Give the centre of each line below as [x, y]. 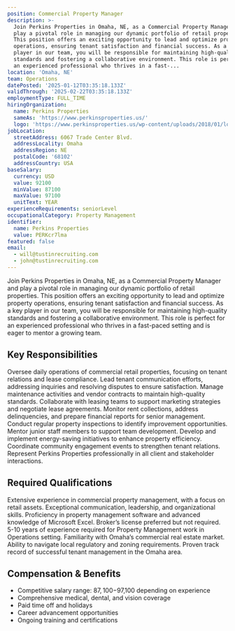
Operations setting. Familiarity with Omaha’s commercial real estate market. [116, 537]
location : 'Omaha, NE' [40, 72]
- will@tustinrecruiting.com [56, 255]
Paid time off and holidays [55, 605]
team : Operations [33, 79]
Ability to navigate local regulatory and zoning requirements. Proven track [113, 544]
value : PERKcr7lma [41, 235]
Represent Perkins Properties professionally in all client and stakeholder [111, 453]
